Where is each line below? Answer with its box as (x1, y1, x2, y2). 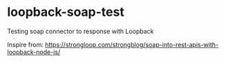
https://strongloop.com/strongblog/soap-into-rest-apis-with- (44, 40, 219, 48)
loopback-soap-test (7, 4, 124, 20)
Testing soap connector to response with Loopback (7, 27, 154, 35)
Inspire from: (7, 40, 44, 48)
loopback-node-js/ (7, 48, 61, 56)
